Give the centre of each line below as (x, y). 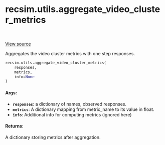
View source (18, 44)
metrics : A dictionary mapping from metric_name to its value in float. (83, 109)
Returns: (15, 126)
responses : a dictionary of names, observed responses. (69, 104)
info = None (25, 77)
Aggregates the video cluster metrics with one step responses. (70, 53)
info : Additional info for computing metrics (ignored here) (72, 114)
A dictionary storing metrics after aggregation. (53, 137)
